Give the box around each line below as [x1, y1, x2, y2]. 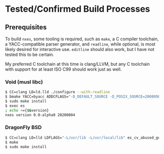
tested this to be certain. [5, 51, 54, 57]
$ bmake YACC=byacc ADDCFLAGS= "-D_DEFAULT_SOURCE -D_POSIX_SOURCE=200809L [5, 94, 161, 99]
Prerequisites [5, 23, 47, 31]
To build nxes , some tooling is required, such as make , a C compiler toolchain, [5, 36, 159, 42]
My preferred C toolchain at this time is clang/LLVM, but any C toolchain [5, 61, 150, 67]
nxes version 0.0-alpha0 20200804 [5, 112, 76, 117]
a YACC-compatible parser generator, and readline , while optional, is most [5, 41, 156, 47]
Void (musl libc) [5, 78, 43, 85]
